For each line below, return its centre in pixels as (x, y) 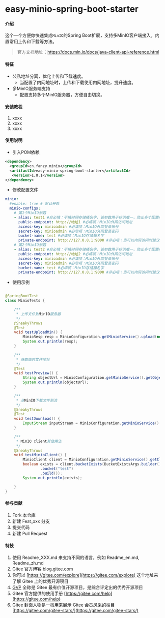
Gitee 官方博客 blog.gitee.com (42, 569)
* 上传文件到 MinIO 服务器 (39, 314)
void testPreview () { (36, 373)
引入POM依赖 (26, 152)
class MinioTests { (25, 301)
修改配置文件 (25, 190)
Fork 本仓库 (24, 515)
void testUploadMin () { (38, 332)
